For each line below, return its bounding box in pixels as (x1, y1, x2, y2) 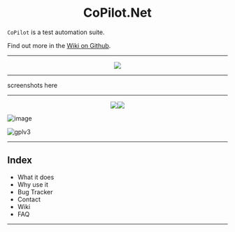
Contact (17, 195, 41, 203)
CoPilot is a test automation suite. (7, 28, 105, 36)
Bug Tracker (17, 187, 53, 196)
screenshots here (7, 81, 58, 89)
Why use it (17, 180, 49, 189)
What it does (17, 173, 55, 181)
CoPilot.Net (83, 5, 152, 21)
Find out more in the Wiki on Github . (7, 41, 111, 49)
